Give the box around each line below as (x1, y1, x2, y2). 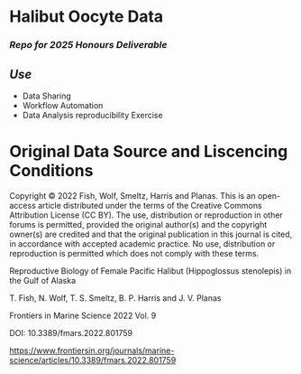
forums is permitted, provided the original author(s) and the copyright (9, 219, 268, 229)
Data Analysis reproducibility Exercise (22, 109, 164, 120)
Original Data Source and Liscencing (9, 142, 288, 162)
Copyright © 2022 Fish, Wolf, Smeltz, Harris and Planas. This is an (9, 190, 256, 201)
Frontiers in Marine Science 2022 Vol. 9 (9, 310, 157, 321)
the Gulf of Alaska (9, 275, 77, 285)
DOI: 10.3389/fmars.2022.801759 (9, 327, 133, 338)
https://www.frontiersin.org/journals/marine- (9, 345, 175, 356)
